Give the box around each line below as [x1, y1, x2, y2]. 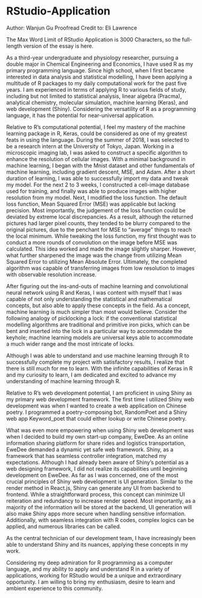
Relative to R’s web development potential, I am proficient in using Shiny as [6, 389, 192, 396]
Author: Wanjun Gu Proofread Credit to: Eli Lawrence [6, 24, 137, 31]
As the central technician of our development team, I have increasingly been [6, 534, 196, 541]
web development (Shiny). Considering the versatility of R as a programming [6, 105, 197, 112]
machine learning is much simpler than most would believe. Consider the [6, 308, 187, 315]
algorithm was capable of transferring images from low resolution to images [6, 264, 195, 272]
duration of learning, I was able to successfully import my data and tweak [6, 174, 189, 182]
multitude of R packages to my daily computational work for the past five [6, 80, 187, 87]
